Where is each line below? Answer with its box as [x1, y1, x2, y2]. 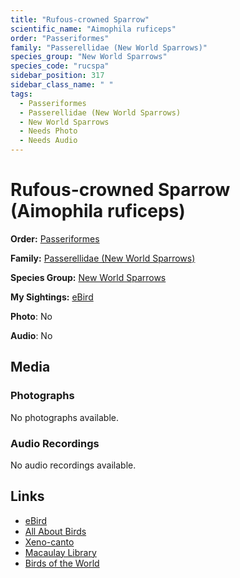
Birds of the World [24, 557, 100, 569]
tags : [10, 89, 33, 99]
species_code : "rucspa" [10, 61, 110, 71]
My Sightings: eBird [10, 291, 94, 303]
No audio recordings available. [10, 459, 137, 471]
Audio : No [10, 329, 53, 341]
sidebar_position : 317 [10, 71, 105, 81]
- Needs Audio [19, 136, 78, 146]
